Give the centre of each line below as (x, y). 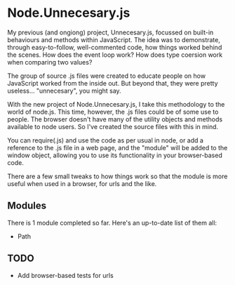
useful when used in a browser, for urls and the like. (82, 183)
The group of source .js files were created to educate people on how (106, 76)
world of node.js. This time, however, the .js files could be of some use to (113, 112)
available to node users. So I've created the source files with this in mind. (113, 126)
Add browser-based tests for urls (65, 275)
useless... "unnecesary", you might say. (64, 91)
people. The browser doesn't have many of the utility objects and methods (115, 119)
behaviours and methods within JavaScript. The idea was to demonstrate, (114, 39)
